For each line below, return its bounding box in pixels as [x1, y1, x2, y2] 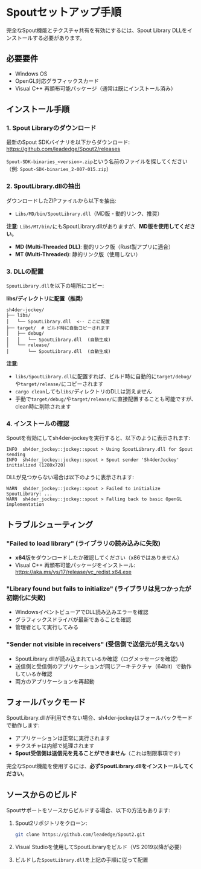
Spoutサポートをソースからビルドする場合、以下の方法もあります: [6, 807, 171, 814]
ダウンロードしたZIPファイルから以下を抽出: [6, 197, 116, 204]
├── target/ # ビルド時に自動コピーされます [6, 325, 110, 331]
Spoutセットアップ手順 [6, 5, 122, 19]
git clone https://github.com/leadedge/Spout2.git [14, 832, 145, 838]
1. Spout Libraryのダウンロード [6, 124, 97, 132]
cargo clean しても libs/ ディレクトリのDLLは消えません [14, 388, 152, 395]
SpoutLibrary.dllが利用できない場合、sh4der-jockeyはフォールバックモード [6, 714, 193, 722]
